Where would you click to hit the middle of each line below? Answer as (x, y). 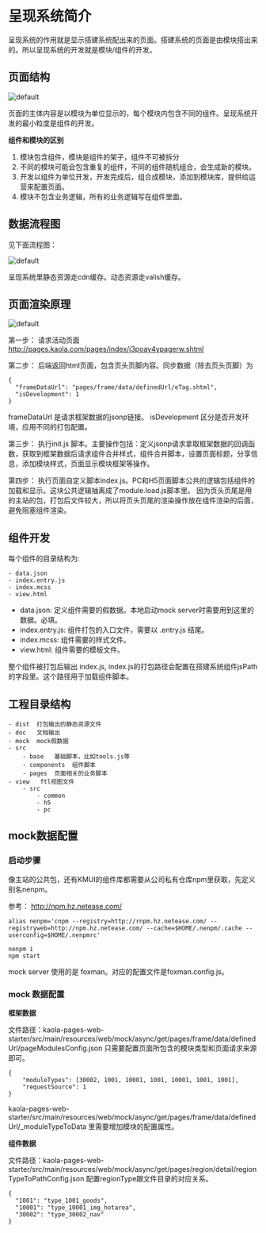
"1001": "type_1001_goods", (62, 1200)
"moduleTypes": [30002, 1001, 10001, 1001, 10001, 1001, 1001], (131, 1080)
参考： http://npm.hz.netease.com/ (65, 906)
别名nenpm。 (30, 889)
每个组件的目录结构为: (44, 559)
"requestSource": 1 (55, 1087)
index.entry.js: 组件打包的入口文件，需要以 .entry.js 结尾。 (114, 630)
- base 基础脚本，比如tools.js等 (76, 757)
